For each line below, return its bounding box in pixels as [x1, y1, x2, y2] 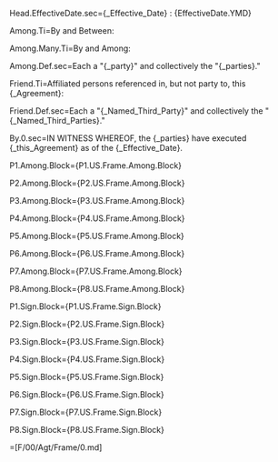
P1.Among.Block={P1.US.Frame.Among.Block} [9, 160, 183, 171]
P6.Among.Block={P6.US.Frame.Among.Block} [9, 248, 185, 258]
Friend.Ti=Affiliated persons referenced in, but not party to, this [9, 78, 246, 89]
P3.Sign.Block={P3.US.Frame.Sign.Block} [9, 336, 165, 346]
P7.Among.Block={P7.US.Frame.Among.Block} [9, 266, 184, 276]
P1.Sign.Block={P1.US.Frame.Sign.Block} [9, 301, 162, 312]
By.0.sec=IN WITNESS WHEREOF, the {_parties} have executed [9, 133, 247, 144]
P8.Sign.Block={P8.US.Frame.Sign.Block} [9, 425, 165, 435]
